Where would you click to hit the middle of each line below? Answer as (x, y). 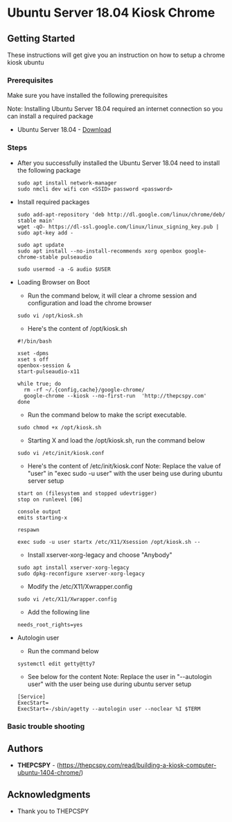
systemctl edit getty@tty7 (56, 664)
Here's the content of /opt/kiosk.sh (78, 328)
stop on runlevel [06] (50, 499)
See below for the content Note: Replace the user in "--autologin (120, 676)
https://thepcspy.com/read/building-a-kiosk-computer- (137, 765)
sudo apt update (41, 245)
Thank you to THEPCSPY (53, 811)
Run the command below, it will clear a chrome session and (112, 296)
